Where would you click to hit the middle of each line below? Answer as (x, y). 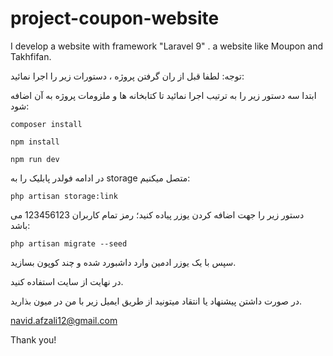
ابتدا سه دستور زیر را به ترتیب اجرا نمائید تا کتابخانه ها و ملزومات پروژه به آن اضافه (163, 95)
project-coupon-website (115, 18)
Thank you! (33, 339)
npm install (35, 142)
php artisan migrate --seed (69, 243)
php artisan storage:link (64, 196)
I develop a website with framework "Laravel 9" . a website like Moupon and (167, 46)
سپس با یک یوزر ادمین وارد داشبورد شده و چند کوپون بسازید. (123, 262)
